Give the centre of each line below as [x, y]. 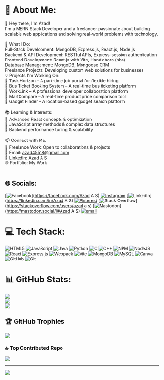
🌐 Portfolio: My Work [26, 162]
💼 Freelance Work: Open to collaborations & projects [58, 147]
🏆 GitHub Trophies [35, 322]
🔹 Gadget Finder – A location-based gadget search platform [65, 101]
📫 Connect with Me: [26, 140]
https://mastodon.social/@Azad [39, 211]
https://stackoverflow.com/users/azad [45, 206]
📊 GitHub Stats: [38, 279]
